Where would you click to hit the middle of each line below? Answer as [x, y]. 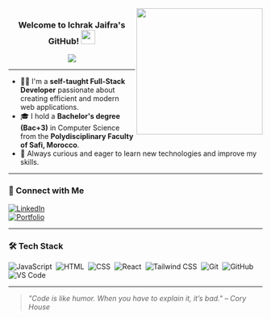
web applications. [49, 107]
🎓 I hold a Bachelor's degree [70, 116]
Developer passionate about [67, 90]
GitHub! [64, 41]
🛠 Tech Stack [36, 246]
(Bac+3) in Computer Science [70, 128]
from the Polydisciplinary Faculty [77, 136]
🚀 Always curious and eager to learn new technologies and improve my [138, 153]
